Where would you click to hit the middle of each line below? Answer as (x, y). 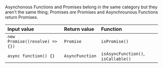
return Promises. (22, 17)
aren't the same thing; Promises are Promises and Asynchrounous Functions (81, 12)
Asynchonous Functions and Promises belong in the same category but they (81, 7)
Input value (21, 29)
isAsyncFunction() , (123, 54)
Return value (79, 29)
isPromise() (115, 41)
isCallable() (116, 59)
